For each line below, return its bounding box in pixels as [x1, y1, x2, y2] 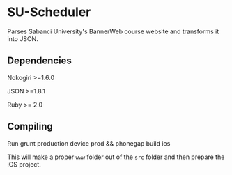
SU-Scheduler [7, 4, 91, 20]
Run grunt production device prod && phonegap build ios [7, 139, 171, 147]
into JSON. [7, 34, 38, 43]
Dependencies [7, 55, 72, 67]
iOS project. [7, 160, 42, 168]
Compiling [7, 121, 54, 132]
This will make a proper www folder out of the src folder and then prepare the [7, 153, 225, 161]
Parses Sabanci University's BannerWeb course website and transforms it [7, 27, 219, 36]
